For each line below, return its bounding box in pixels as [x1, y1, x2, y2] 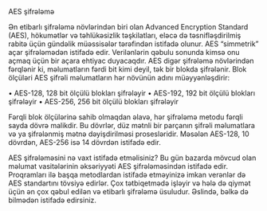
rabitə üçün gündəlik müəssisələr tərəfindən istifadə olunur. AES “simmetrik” [8, 39, 259, 49]
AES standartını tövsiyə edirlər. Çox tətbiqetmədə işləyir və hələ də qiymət [8, 178, 251, 188]
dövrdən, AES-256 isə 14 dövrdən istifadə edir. [8, 138, 161, 147]
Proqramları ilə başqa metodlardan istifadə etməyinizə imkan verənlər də [8, 170, 246, 179]
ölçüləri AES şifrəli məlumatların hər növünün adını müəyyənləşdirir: [8, 73, 230, 82]
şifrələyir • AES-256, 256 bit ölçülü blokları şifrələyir [8, 97, 179, 106]
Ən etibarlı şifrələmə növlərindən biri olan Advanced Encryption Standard [8, 22, 249, 31]
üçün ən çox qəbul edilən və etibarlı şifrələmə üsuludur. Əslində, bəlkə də [8, 187, 249, 196]
